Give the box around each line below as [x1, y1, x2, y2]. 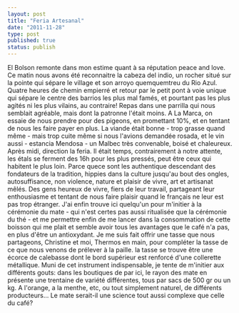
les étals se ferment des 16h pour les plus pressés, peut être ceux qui [7, 154, 212, 163]
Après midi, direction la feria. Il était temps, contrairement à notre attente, [7, 147, 223, 155]
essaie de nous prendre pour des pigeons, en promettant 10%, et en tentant [7, 116, 230, 125]
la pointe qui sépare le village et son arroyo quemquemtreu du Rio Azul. [7, 79, 218, 86]
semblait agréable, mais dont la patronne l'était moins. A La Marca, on [7, 109, 213, 117]
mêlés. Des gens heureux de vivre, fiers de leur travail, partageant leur [7, 185, 215, 193]
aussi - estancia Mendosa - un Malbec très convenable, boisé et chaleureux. [7, 139, 233, 147]
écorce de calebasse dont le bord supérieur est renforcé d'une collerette [7, 253, 221, 262]
